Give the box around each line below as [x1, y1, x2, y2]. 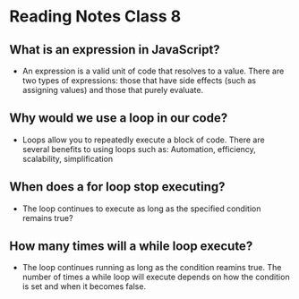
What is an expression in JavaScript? [9, 42, 221, 57]
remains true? [21, 212, 73, 223]
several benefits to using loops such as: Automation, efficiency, [21, 143, 257, 154]
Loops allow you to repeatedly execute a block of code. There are [21, 134, 266, 145]
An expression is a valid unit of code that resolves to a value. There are [21, 65, 285, 76]
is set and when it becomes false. [21, 281, 146, 292]
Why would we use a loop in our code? [9, 110, 228, 126]
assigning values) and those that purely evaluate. [21, 85, 204, 95]
